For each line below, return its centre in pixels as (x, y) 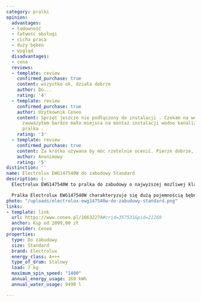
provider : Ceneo (32, 229)
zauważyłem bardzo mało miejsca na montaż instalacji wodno (98, 123)
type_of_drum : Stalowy (40, 262)
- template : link (28, 212)
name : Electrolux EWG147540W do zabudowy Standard (71, 173)
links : (14, 206)
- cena (20, 62)
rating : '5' (32, 162)
